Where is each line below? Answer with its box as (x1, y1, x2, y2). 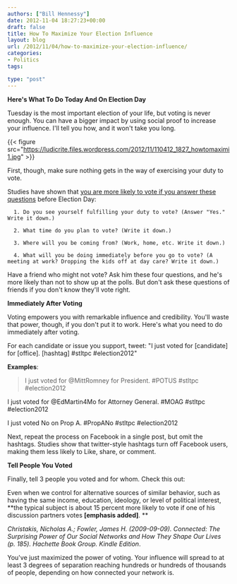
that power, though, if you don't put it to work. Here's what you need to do (7, 320, 223, 328)
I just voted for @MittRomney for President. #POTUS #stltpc (24, 376, 199, 385)
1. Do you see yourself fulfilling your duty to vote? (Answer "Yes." (13, 208, 226, 215)
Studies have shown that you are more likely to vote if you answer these (7, 187, 217, 196)
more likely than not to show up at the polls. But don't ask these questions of (7, 278, 230, 286)
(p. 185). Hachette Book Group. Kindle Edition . (7, 540, 141, 548)
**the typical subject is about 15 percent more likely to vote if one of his (7, 503, 215, 512)
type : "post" (7, 76, 46, 83)
